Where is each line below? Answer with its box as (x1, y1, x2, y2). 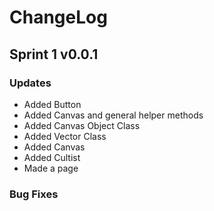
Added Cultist (23, 151, 81, 163)
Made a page (23, 162, 79, 174)
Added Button (23, 98, 82, 110)
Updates (9, 76, 52, 90)
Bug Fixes (9, 187, 59, 201)
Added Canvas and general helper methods (23, 109, 204, 121)
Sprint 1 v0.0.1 (9, 46, 99, 63)
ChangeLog (9, 6, 108, 29)
